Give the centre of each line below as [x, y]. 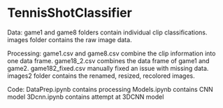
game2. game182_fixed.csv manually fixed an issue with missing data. [108, 68]
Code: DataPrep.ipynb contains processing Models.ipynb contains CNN [110, 89]
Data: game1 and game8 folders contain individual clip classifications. [107, 32]
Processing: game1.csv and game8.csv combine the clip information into [111, 53]
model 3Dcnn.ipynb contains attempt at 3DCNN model [86, 97]
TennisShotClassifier [70, 13]
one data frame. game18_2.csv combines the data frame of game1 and [108, 60]
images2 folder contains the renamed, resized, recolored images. [101, 76]
